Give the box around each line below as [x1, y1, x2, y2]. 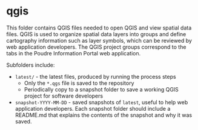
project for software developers [24, 92, 104, 99]
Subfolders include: [6, 61, 55, 69]
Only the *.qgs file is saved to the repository [24, 79, 134, 87]
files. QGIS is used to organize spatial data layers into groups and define [6, 30, 186, 37]
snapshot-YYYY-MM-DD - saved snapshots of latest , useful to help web [15, 98, 188, 106]
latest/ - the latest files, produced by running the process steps [15, 73, 177, 80]
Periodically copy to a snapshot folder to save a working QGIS [24, 85, 179, 93]
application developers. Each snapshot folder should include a [15, 105, 171, 112]
